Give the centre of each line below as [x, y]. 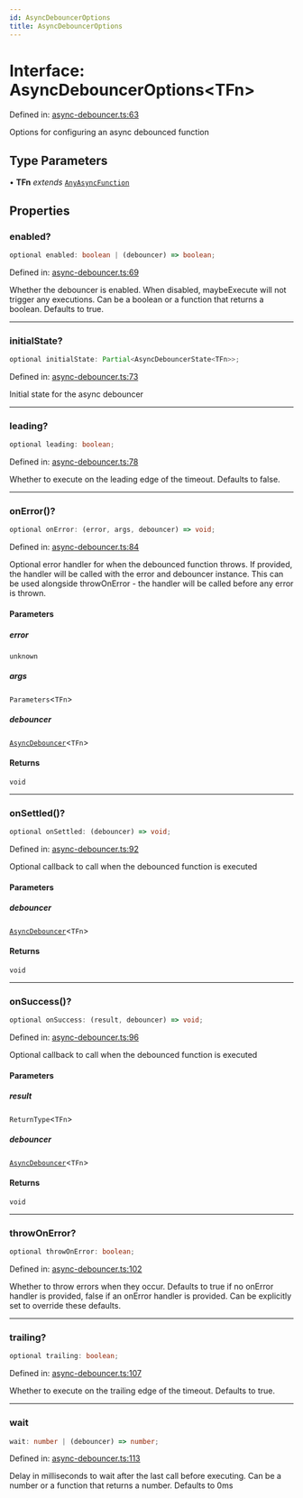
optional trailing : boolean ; [64, 1356]
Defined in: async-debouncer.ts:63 [74, 115]
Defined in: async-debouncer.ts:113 [75, 1458]
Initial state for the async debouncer [77, 394]
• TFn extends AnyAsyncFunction [69, 182]
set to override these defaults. [65, 1306]
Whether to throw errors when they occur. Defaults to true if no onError [142, 1287]
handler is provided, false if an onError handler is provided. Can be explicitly [151, 1296]
